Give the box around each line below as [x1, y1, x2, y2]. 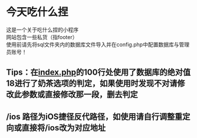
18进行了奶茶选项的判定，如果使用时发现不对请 [6, 78, 178, 89]
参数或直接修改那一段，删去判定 [21, 89, 138, 100]
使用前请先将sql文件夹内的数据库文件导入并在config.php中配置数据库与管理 [6, 41, 190, 48]
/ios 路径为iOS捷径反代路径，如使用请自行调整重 [6, 111, 183, 121]
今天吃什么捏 [6, 5, 69, 19]
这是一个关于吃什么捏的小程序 [6, 26, 78, 33]
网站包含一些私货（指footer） [6, 33, 78, 40]
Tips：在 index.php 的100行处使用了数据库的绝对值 [6, 68, 191, 78]
